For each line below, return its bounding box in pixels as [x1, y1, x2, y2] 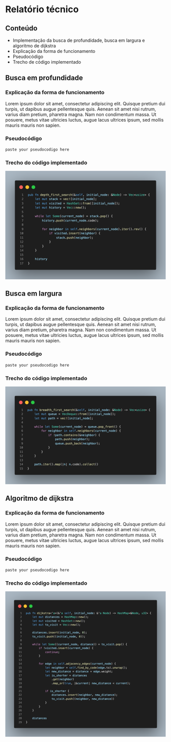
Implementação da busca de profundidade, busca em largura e [12, 37, 145, 43]
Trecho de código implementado [12, 59, 81, 65]
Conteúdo [5, 24, 38, 33]
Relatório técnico [5, 4, 79, 15]
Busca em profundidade [5, 74, 83, 82]
